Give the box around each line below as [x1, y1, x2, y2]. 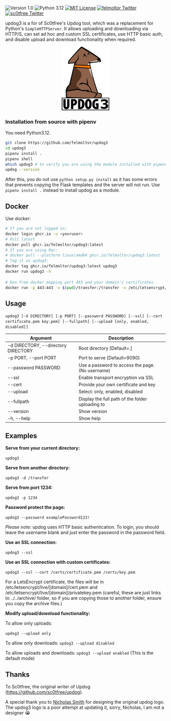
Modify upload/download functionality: [5, 610, 91, 616]
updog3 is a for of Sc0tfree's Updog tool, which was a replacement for [5, 20, 154, 26]
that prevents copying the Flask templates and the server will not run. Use [5, 182, 160, 188]
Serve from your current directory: [5, 445, 80, 451]
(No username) [78, 367, 110, 373]
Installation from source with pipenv [5, 118, 97, 125]
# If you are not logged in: [5, 226, 67, 231]
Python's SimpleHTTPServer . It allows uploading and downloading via [5, 25, 149, 32]
